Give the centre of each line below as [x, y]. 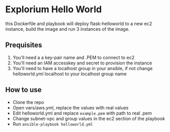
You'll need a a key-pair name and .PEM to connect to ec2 [74, 57]
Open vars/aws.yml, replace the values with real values [70, 107]
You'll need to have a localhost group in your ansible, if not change [82, 68]
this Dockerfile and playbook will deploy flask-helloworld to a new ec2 [79, 24]
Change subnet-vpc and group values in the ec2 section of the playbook [89, 118]
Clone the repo [28, 102]
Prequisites [24, 45]
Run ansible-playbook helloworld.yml [53, 124]
